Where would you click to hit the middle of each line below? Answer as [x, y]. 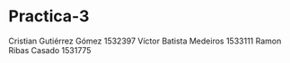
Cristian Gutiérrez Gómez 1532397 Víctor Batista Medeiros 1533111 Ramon [145, 41]
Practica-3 [49, 16]
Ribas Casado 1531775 [50, 50]
